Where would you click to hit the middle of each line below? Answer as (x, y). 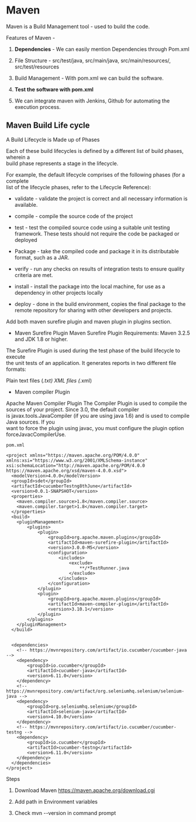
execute (16, 357)
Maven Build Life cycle (48, 126)
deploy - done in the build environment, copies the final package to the (100, 304)
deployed (26, 240)
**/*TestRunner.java (104, 568)
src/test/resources (37, 66)
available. (26, 204)
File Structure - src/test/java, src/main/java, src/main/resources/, (92, 60)
